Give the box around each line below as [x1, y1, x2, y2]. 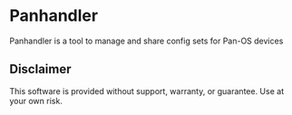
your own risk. [9, 95, 63, 106]
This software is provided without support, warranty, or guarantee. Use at [9, 85, 284, 96]
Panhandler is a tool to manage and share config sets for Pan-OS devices [9, 35, 284, 46]
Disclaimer [9, 62, 72, 77]
